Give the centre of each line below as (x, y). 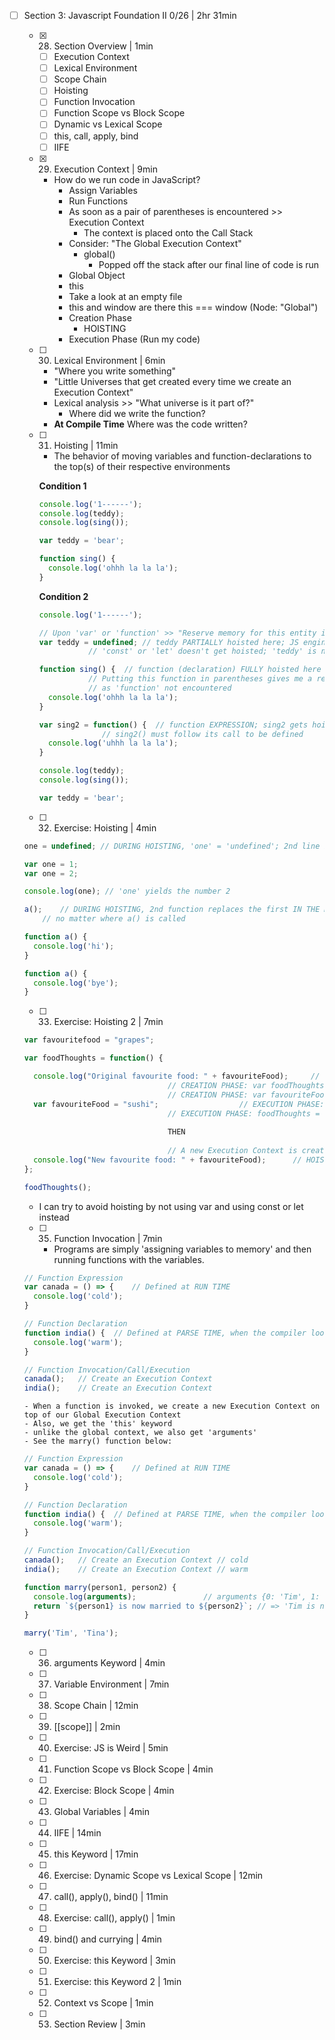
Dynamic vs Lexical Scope (108, 124)
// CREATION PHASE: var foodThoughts (246, 1085)
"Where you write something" (115, 371)
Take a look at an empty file (125, 296)
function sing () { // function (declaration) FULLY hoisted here (180, 670)
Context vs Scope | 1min (103, 2003)
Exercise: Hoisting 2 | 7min (108, 1022)
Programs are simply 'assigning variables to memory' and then (182, 1249)
